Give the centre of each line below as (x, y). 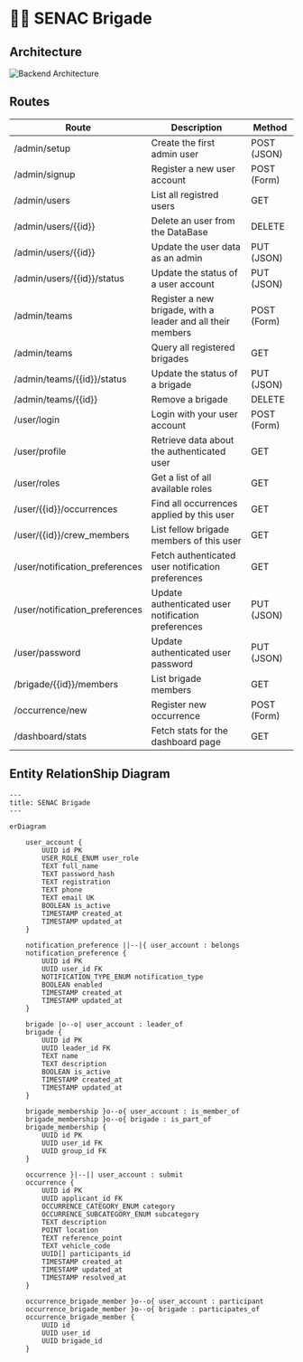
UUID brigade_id (72, 1341)
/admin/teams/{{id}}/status (70, 379)
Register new (179, 705)
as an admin (177, 258)
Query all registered (193, 347)
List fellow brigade (190, 529)
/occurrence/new (50, 710)
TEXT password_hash (78, 874)
